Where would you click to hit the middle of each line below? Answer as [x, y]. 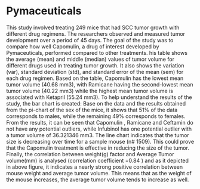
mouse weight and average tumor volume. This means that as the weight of [99, 173]
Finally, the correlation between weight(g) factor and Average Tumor [90, 154]
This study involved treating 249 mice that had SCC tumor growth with [93, 27]
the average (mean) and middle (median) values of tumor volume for [90, 59]
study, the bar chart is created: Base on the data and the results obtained [96, 103]
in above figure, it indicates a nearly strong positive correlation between [95, 167]
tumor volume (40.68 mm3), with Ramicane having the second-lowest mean [100, 84]
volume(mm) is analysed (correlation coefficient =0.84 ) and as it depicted [98, 160]
